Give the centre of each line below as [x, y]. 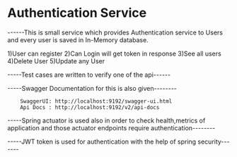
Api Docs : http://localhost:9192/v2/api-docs [90, 107]
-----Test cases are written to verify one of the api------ [89, 75]
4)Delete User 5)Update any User [56, 61]
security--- [214, 142]
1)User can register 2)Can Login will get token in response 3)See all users [114, 54]
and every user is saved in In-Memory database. [78, 39]
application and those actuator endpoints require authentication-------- [111, 127]
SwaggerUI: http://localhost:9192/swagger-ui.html [96, 101]
